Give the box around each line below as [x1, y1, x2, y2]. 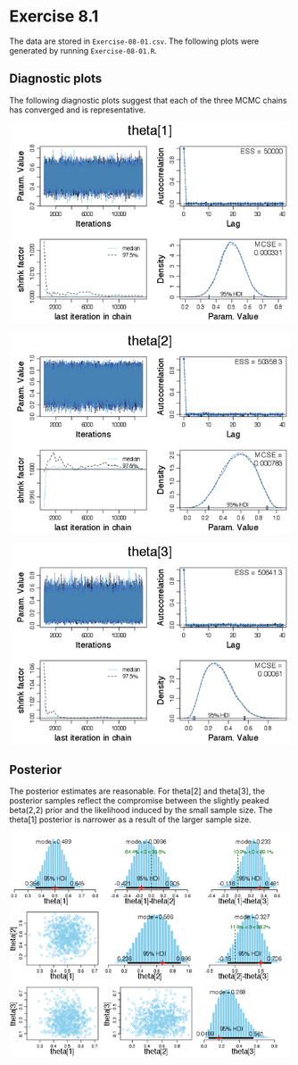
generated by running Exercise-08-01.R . [9, 45, 158, 55]
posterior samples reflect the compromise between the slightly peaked [9, 795, 269, 806]
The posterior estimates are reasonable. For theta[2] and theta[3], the [9, 786, 266, 796]
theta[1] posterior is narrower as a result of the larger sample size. [9, 814, 252, 825]
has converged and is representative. [9, 104, 146, 115]
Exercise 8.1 [9, 6, 99, 27]
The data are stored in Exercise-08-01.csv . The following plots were [9, 36, 260, 46]
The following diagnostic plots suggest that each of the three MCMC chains [9, 95, 287, 105]
